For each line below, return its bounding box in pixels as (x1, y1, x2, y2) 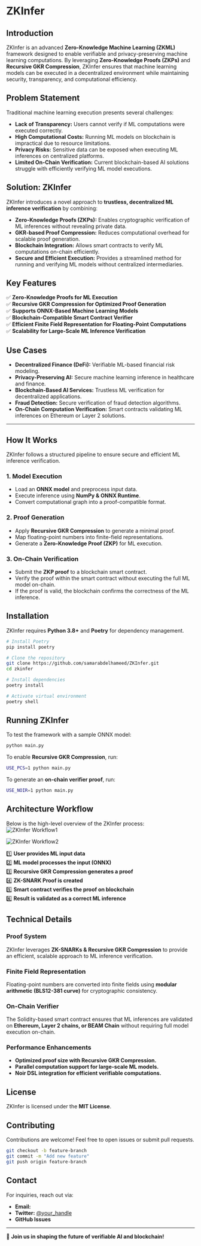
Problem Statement (6, 93, 80, 103)
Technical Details (6, 914, 72, 925)
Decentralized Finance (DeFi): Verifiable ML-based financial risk (14, 361, 175, 369)
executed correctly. (14, 127, 63, 134)
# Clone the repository (6, 655, 66, 661)
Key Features (6, 278, 57, 288)
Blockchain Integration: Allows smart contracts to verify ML (14, 241, 163, 249)
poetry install (6, 682, 44, 689)
